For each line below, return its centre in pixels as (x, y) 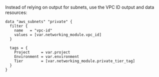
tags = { (19, 48)
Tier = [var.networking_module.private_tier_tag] (75, 61)
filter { (19, 26)
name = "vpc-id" (33, 30)
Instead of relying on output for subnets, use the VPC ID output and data (80, 7)
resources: (16, 12)
